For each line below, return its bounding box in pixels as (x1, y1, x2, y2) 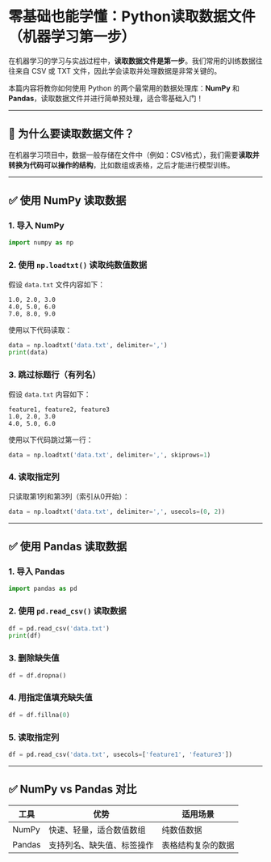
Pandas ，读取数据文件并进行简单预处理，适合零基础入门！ (8, 93, 204, 103)
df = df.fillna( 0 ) (8, 711, 70, 719)
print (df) (8, 632, 42, 640)
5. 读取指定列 (8, 732, 60, 743)
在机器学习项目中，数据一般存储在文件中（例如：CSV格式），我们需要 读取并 (8, 150, 260, 159)
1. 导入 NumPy (8, 220, 65, 231)
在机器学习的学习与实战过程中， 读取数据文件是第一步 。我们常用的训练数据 (8, 56, 256, 66)
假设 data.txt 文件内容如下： (8, 279, 106, 289)
